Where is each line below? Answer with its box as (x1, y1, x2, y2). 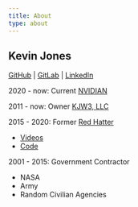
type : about (8, 19, 48, 27)
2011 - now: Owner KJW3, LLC (8, 101, 109, 111)
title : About (8, 11, 52, 20)
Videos (19, 133, 44, 143)
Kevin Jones (8, 49, 72, 63)
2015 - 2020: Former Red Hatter (8, 118, 114, 127)
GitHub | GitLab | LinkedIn (8, 70, 94, 81)
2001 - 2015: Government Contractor (8, 157, 130, 167)
